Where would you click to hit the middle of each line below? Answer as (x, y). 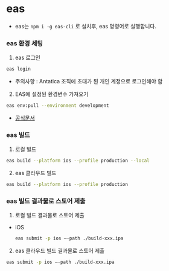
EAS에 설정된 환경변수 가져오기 (52, 94)
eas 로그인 (27, 58)
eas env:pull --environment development (58, 106)
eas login (19, 69)
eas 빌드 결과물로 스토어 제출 (46, 201)
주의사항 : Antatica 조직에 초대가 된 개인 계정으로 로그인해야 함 (89, 81)
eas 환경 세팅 (25, 43)
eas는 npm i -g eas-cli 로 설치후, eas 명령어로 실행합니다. (86, 26)
